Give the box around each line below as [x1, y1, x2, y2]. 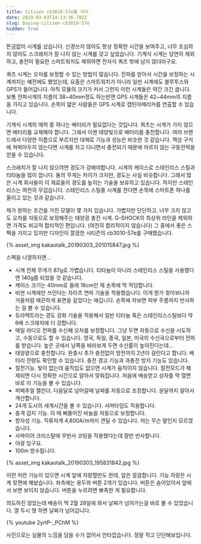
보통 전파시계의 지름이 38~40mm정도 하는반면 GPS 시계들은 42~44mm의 [6, 93, 181, 100]
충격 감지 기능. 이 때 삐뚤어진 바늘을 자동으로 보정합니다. [14, 410, 146, 417]
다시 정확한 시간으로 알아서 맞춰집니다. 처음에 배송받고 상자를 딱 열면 [31, 372, 191, 379]
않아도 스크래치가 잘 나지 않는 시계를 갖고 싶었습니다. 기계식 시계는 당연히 [12, 51, 184, 58]
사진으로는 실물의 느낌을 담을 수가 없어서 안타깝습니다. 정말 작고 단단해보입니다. [6, 531, 192, 539]
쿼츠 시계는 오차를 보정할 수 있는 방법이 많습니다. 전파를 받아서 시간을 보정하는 [6, 70, 189, 78]
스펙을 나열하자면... [6, 254, 52, 261]
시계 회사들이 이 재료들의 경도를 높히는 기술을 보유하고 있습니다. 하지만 [12, 179, 178, 187]
